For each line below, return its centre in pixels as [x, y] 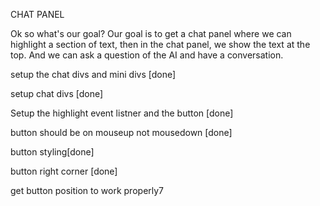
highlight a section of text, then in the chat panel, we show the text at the [160, 44]
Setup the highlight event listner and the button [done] [122, 113]
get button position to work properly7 [87, 190]
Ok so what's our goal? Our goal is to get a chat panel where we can [151, 33]
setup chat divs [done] [57, 93]
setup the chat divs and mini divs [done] [93, 74]
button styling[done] [52, 152]
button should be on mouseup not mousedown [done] [121, 132]
